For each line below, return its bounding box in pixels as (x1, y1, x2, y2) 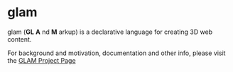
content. (7, 35, 32, 43)
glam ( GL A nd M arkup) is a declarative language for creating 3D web (7, 28, 213, 36)
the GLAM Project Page (7, 56, 76, 64)
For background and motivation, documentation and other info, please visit (7, 49, 226, 57)
